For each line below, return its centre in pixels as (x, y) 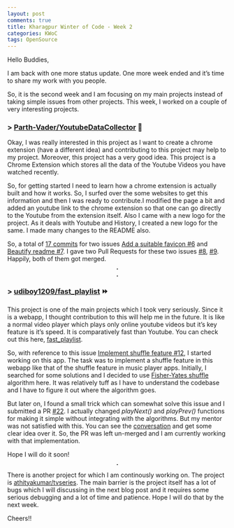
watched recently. (33, 172)
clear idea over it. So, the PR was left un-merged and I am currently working (116, 433)
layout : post (26, 14)
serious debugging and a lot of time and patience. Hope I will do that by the (116, 497)
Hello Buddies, (28, 60)
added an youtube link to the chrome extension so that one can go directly (114, 208)
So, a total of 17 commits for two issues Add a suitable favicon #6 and (108, 244)
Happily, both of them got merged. (57, 259)
